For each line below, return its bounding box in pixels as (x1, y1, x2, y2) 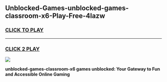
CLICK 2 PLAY (5, 45, 40, 52)
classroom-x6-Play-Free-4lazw (5, 12, 105, 20)
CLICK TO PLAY (5, 27, 44, 34)
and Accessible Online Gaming (5, 71, 70, 77)
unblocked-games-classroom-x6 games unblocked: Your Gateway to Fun (5, 66, 161, 72)
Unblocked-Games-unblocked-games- (5, 4, 129, 12)
